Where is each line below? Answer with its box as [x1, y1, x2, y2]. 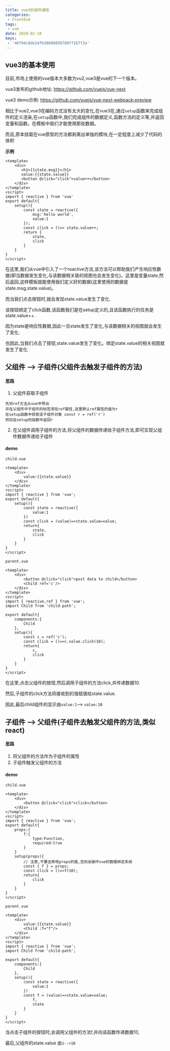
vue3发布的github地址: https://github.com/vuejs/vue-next [5, 86, 126, 92]
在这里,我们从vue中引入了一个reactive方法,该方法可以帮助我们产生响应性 [5, 266, 157, 272]
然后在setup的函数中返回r [5, 418, 53, 423]
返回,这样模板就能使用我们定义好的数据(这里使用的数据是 [9, 278, 128, 285]
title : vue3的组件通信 [5, 7, 50, 13]
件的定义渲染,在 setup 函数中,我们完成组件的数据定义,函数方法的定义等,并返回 [5, 114, 164, 120]
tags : [5, 21, 17, 27]
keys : [5, 36, 17, 41]
